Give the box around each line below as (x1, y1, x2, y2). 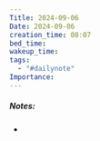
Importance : (9, 73, 55, 82)
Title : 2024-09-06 (9, 13, 79, 23)
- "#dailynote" (17, 65, 75, 74)
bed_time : (9, 38, 47, 48)
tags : (9, 55, 30, 65)
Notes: (9, 101, 36, 112)
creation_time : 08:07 (9, 30, 92, 39)
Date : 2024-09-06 (9, 22, 75, 31)
